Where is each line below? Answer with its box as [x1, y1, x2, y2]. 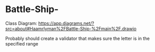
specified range [5, 40, 38, 46]
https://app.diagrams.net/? [38, 20, 94, 26]
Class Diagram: [5, 20, 37, 26]
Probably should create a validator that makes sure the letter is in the [5, 35, 150, 41]
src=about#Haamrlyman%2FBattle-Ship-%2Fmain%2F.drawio [5, 25, 137, 31]
